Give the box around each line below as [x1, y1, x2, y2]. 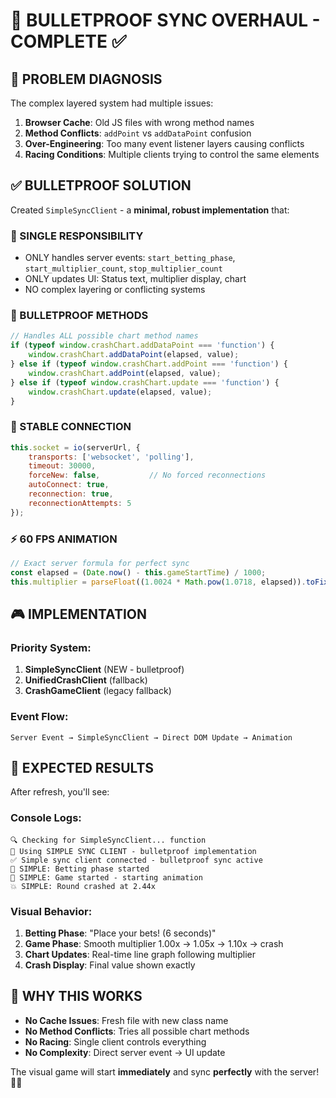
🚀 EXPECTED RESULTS [10, 760, 155, 776]
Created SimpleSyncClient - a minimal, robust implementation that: [10, 204, 290, 216]
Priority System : [10, 640, 92, 654]
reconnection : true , [28, 489, 114, 499]
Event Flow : [10, 710, 69, 724]
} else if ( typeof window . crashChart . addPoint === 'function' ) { [10, 359, 288, 369]
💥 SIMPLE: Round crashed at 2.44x [10, 881, 156, 891]
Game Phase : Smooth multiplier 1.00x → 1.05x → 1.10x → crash [24, 938, 284, 950]
